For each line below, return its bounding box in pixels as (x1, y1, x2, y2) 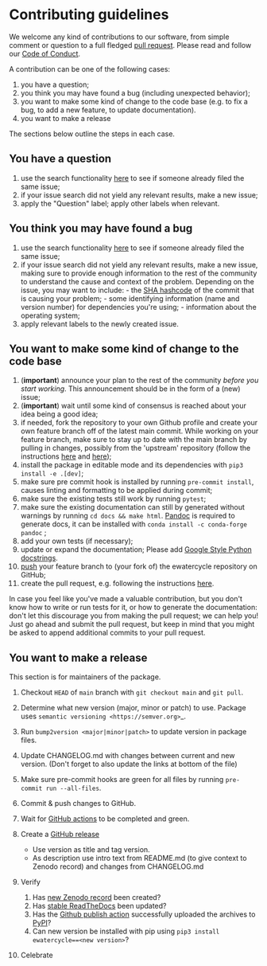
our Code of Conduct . (9, 49, 81, 58)
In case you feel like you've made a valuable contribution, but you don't (9, 594, 243, 604)
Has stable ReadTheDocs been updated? (32, 901, 167, 911)
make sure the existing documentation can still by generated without (20, 503, 245, 512)
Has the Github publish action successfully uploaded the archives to (32, 909, 256, 919)
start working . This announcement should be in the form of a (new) (20, 384, 241, 393)
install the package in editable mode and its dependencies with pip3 (20, 460, 244, 470)
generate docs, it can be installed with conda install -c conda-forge (20, 519, 247, 529)
